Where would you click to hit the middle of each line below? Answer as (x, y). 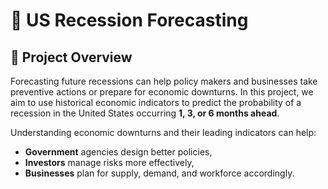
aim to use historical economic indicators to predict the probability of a (156, 102)
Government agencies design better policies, (118, 152)
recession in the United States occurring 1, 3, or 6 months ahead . (145, 113)
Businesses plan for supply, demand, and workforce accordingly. (159, 173)
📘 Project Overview (71, 57)
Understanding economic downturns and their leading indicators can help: (163, 132)
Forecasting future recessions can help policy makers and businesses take (164, 81)
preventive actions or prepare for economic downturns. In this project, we (162, 92)
